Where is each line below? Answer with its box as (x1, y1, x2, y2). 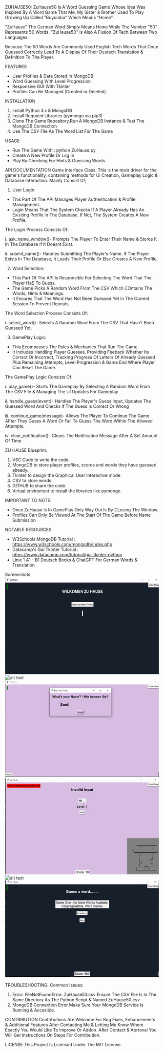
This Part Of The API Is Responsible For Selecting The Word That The (12, 275, 152, 280)
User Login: (12, 187, 36, 192)
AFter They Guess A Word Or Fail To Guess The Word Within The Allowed (5, 418, 153, 424)
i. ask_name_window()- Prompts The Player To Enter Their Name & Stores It (5, 236, 157, 242)
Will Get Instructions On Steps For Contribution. (5, 1032, 101, 1038)
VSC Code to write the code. (12, 457, 70, 463)
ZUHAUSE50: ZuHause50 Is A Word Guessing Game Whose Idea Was (5, 4, 145, 10)
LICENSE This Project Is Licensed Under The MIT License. (5, 1042, 122, 1048)
